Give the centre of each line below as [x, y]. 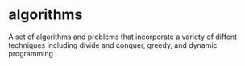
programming [31, 53]
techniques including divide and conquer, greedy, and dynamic [113, 45]
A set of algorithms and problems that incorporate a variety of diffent [123, 37]
